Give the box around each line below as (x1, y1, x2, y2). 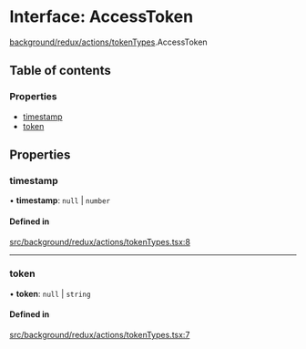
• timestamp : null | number (9, 195, 111, 206)
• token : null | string (9, 288, 91, 299)
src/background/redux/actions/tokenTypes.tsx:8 (9, 236, 191, 247)
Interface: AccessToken (9, 6, 194, 27)
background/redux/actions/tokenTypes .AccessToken (9, 36, 208, 47)
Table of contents (9, 63, 111, 78)
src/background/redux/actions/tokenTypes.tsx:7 (9, 330, 190, 341)
